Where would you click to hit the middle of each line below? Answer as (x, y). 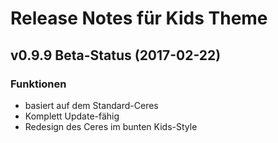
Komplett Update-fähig (72, 116)
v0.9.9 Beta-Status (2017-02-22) (116, 55)
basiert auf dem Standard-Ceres (91, 105)
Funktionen (38, 84)
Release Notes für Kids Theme (139, 18)
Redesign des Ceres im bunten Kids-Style (111, 126)
